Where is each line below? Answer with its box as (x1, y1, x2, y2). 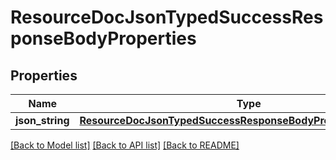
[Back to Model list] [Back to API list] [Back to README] (10, 139, 240, 151)
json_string (15, 114, 70, 127)
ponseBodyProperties (10, 27, 197, 50)
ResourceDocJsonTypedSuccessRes (10, 6, 324, 29)
